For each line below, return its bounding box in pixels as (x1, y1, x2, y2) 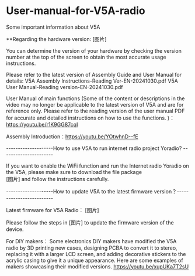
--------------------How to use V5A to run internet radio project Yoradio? (6, 145, 182, 152)
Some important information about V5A (6, 23, 100, 30)
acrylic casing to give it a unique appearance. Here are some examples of (6, 257, 183, 264)
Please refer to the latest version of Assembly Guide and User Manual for (6, 71, 182, 78)
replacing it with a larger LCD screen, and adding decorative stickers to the (6, 250, 186, 257)
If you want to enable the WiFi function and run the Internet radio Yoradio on (6, 162, 190, 169)
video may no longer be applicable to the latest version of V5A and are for (6, 101, 184, 108)
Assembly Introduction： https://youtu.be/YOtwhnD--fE (6, 133, 138, 140)
